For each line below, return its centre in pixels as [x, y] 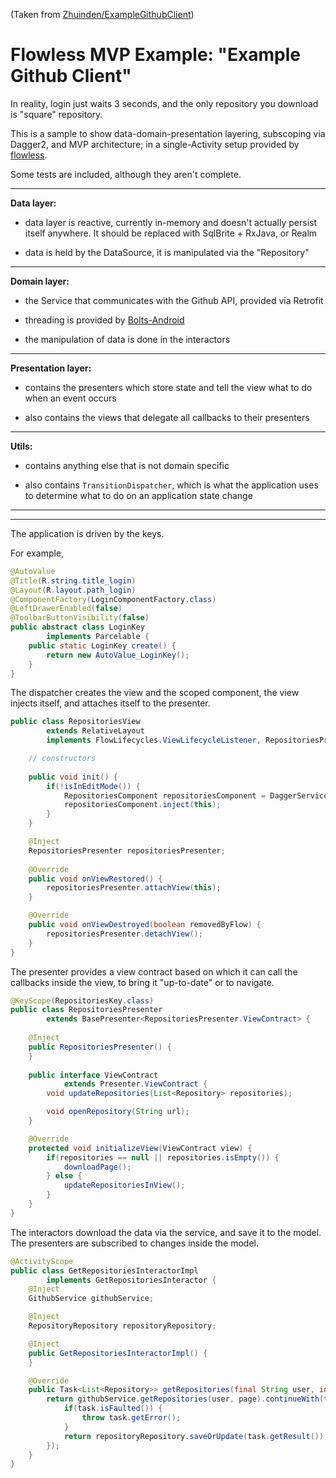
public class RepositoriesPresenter [86, 1010]
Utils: [21, 446]
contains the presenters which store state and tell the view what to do [168, 387]
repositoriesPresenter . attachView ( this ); [134, 888]
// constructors [62, 759]
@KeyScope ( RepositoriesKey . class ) [82, 1000]
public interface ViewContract [93, 1075]
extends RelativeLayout [95, 731]
